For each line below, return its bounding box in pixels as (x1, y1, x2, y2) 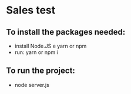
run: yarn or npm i (14, 49, 58, 56)
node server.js (14, 81, 50, 88)
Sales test (6, 4, 56, 17)
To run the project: (6, 66, 75, 76)
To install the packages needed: (6, 27, 126, 37)
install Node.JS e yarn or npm (14, 42, 87, 49)
